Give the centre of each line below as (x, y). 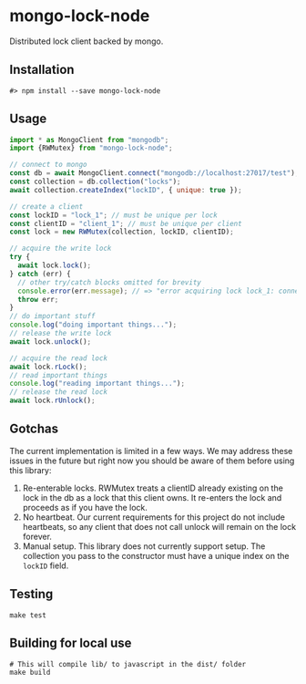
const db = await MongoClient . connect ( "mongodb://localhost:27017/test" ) (153, 173)
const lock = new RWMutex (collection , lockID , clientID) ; (122, 232)
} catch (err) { (40, 274)
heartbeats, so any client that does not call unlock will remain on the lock (159, 526)
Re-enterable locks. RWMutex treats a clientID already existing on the (153, 488)
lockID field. (46, 565)
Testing (31, 594)
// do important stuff (52, 316)
